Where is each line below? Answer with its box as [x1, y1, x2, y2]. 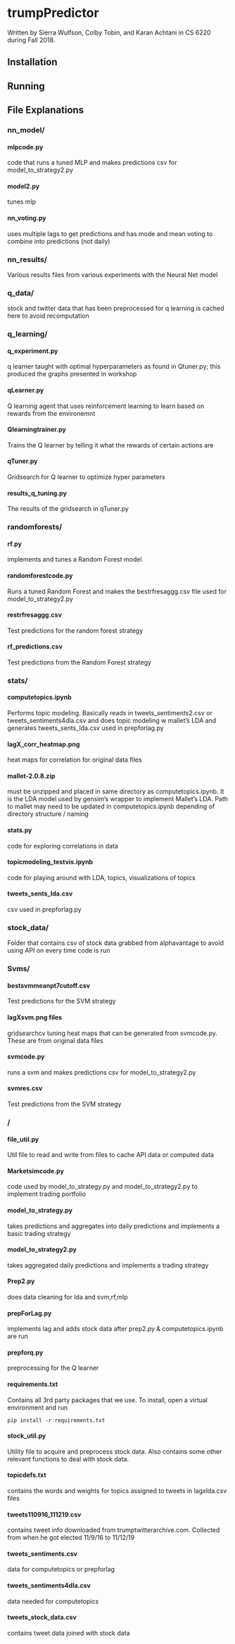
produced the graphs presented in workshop [7, 370, 137, 378]
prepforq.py [7, 1348, 44, 1356]
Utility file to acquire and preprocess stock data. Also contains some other [7, 1447, 222, 1456]
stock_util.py [7, 1432, 46, 1440]
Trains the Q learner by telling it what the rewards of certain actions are [7, 440, 214, 449]
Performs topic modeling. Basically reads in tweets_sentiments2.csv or [7, 709, 212, 717]
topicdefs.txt [7, 1471, 47, 1479]
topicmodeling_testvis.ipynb [7, 858, 94, 866]
